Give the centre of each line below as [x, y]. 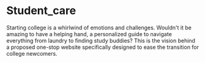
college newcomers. [32, 53]
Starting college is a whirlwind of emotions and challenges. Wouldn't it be [99, 28]
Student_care [41, 11]
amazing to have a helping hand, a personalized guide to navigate [89, 34]
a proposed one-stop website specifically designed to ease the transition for [103, 47]
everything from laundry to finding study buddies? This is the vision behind [101, 40]
